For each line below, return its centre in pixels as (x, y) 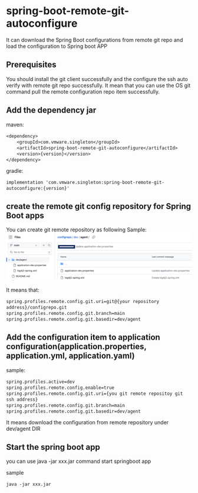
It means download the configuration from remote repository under (88, 422)
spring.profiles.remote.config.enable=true (60, 388)
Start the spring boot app (53, 447)
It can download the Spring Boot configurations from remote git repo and (95, 40)
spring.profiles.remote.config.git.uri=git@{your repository (83, 301)
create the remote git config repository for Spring (99, 206)
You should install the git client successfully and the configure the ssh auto (97, 79)
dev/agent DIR (23, 428)
